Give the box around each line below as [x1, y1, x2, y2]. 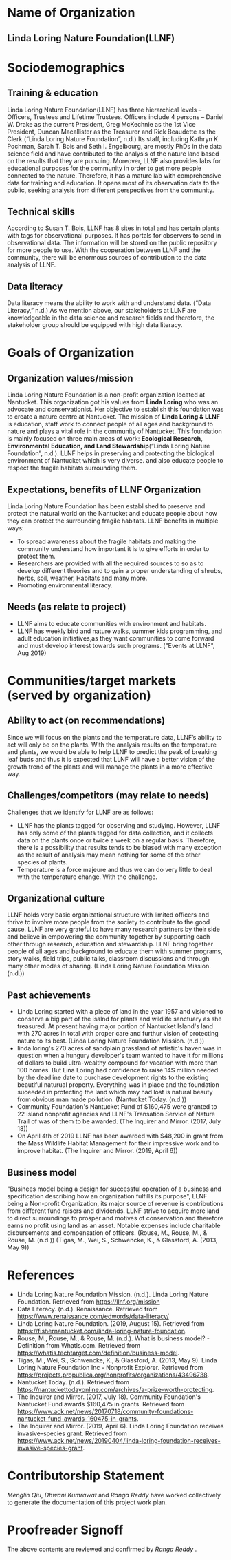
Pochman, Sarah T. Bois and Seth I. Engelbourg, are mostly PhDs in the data [7, 142, 222, 150]
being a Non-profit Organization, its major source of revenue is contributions [7, 1200, 224, 1208]
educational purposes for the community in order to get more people [7, 164, 201, 172]
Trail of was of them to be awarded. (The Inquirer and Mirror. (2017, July [16, 1117, 221, 1125]
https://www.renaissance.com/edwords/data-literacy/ [16, 1312, 170, 1320]
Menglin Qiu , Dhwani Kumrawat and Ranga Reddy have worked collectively [7, 1490, 221, 1499]
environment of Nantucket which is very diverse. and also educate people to [7, 457, 223, 465]
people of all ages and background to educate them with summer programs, [7, 947, 223, 955]
